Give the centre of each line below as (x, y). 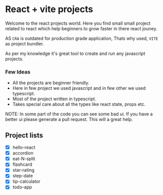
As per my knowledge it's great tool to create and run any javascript (75, 53)
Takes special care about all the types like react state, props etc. (79, 104)
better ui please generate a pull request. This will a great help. (69, 119)
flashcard (22, 164)
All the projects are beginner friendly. (51, 83)
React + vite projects (49, 9)
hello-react (24, 148)
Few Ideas (18, 72)
